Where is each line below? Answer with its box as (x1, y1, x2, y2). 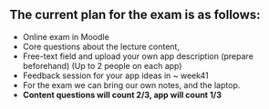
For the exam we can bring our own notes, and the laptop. (22, 79, 241, 90)
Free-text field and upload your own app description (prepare (22, 50, 253, 62)
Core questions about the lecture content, (22, 41, 181, 52)
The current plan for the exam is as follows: (9, 7, 262, 23)
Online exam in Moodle (22, 31, 109, 42)
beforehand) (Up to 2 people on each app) (22, 60, 182, 71)
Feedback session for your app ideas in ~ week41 (22, 70, 210, 81)
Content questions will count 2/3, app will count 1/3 (22, 89, 222, 100)
